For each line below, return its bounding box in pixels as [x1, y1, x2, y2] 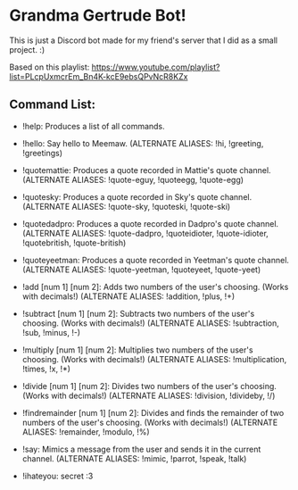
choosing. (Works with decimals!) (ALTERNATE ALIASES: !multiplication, [21, 353, 287, 364]
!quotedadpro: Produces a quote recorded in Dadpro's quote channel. [21, 218, 279, 228]
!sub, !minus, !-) [21, 327, 81, 337]
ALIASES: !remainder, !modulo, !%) [21, 426, 150, 437]
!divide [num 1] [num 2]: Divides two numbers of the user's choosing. [21, 380, 277, 391]
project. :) [9, 44, 46, 54]
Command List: [9, 97, 96, 112]
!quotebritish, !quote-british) [21, 237, 127, 248]
